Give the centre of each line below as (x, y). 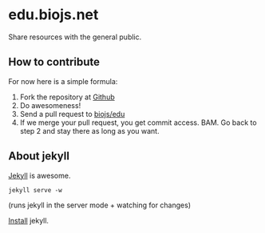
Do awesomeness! (50, 105)
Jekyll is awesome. (40, 175)
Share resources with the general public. (75, 37)
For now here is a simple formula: (63, 81)
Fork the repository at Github (67, 97)
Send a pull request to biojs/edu (72, 114)
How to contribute (54, 62)
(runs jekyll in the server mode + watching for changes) (100, 205)
